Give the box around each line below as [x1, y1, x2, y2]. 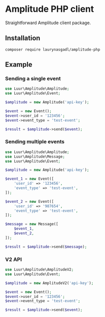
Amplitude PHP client [5, 3, 94, 15]
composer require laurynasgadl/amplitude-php [5, 47, 100, 52]
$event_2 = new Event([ [5, 199, 54, 204]
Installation [5, 34, 40, 42]
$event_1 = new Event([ [5, 176, 54, 182]
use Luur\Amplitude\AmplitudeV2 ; [5, 267, 74, 272]
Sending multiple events [5, 138, 65, 145]
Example [5, 61, 33, 69]
